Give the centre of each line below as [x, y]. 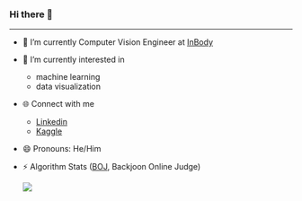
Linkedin [51, 122]
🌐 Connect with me [58, 104]
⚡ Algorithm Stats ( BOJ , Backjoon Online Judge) [111, 167]
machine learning [68, 77]
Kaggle [49, 131]
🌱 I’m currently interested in [73, 60]
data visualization [68, 87]
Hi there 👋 [31, 14]
